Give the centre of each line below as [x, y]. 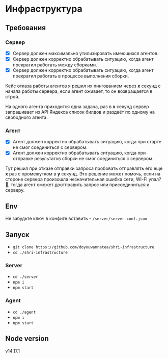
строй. [12, 97]
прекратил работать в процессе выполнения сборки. [71, 76]
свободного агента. [26, 117]
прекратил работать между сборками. [55, 65]
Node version [27, 339]
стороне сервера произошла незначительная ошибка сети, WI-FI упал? [83, 180]
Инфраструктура [44, 9]
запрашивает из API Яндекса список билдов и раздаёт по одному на [80, 112]
